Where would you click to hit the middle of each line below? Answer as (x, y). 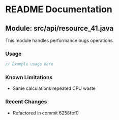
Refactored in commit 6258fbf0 (46, 113)
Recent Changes (26, 102)
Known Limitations (29, 78)
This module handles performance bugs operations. (60, 40)
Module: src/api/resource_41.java (59, 28)
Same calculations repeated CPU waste (54, 88)
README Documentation (59, 9)
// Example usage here (29, 64)
